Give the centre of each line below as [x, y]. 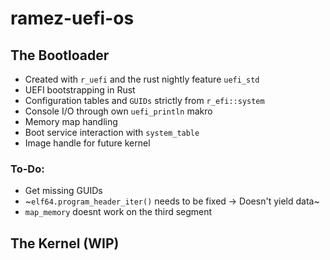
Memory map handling [71, 121]
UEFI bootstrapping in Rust [80, 90]
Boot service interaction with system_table [112, 132]
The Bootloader [60, 55]
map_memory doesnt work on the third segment [118, 212]
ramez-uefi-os [72, 18]
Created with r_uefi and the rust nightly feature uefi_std [142, 79]
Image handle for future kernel [87, 143]
